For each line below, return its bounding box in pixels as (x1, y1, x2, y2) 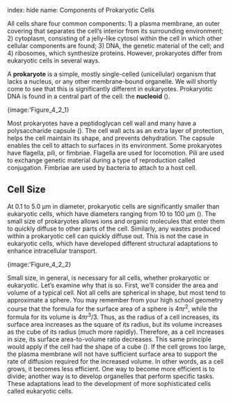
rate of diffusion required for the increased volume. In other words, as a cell (7, 357, 224, 366)
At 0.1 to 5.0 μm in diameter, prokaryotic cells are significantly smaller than (7, 202, 220, 210)
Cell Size (7, 184, 46, 196)
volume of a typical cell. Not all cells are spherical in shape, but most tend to (7, 288, 226, 297)
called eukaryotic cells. (7, 387, 74, 396)
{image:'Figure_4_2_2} (7, 260, 72, 268)
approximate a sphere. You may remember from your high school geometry (7, 295, 223, 304)
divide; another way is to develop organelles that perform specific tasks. (7, 372, 214, 380)
